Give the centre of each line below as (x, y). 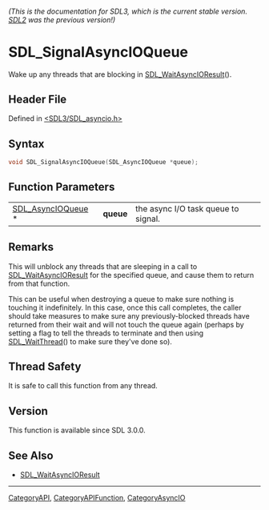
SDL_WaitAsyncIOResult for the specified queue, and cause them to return (131, 275)
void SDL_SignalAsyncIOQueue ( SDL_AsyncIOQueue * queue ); (103, 163)
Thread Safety (45, 367)
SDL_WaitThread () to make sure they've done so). (90, 341)
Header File (38, 99)
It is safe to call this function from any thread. (83, 386)
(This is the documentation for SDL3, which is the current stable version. (128, 11)
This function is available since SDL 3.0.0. (77, 430)
